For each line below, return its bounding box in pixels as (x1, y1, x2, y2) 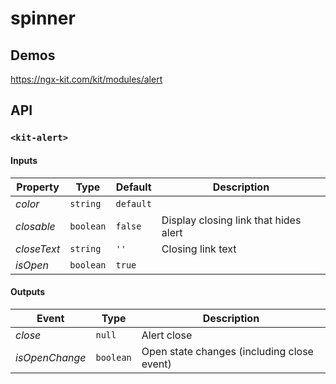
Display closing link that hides (161, 213, 302, 227)
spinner (10, 7, 76, 30)
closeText (15, 242, 61, 256)
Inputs (10, 154, 38, 166)
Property (16, 180, 60, 194)
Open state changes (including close (141, 344, 314, 358)
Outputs (10, 286, 46, 298)
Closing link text (161, 242, 237, 256)
